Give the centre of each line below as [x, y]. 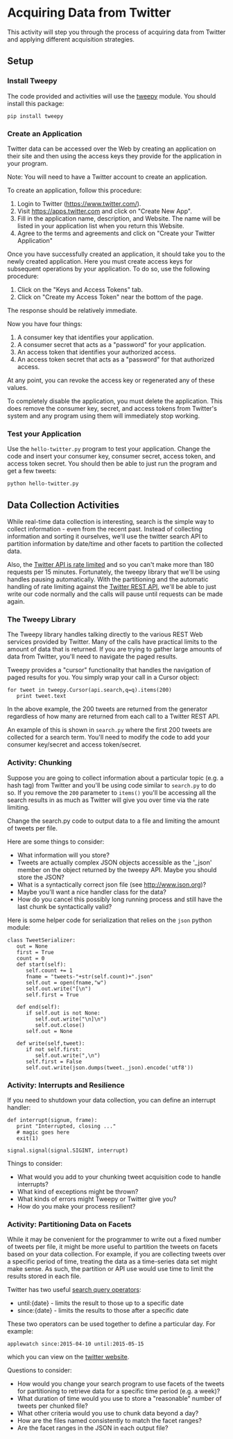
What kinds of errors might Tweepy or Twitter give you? [97, 1199]
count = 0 [31, 958]
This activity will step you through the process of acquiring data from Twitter [116, 32]
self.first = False [53, 1062]
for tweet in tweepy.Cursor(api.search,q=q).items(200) [89, 690]
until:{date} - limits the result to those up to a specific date [100, 1303]
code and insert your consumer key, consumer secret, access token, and [112, 457]
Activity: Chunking [40, 763]
